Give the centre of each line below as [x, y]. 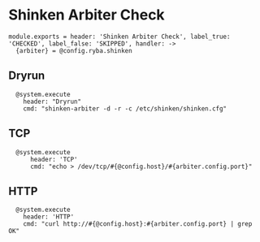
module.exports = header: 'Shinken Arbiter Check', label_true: [119, 37]
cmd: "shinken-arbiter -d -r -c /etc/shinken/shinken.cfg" [125, 108]
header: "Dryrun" [52, 102]
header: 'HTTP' [49, 217]
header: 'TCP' [54, 159]
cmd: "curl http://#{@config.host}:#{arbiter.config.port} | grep [138, 224]
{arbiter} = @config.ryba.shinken [74, 50]
